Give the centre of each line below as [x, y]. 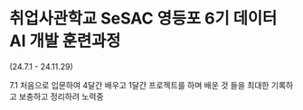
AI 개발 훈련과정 [65, 41]
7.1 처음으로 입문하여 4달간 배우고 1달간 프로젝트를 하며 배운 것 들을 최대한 [139, 85]
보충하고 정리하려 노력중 [61, 96]
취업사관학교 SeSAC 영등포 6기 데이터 [143, 18]
